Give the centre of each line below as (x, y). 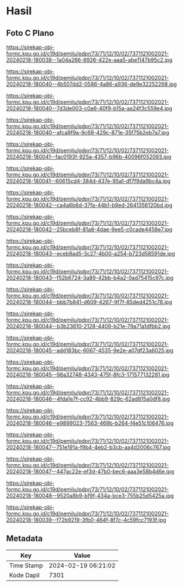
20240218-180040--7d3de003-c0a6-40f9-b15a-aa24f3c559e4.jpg (89, 108)
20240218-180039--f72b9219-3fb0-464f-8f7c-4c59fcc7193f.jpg (86, 520)
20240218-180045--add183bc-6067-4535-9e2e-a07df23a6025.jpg (90, 350)
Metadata (24, 538)
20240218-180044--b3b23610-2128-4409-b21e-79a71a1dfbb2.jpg (89, 326)
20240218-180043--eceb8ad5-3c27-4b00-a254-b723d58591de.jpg (91, 254)
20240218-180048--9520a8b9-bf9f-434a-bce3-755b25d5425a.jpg (90, 496)
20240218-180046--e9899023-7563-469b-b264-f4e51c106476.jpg (90, 423)
